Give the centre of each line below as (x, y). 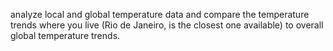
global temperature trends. (65, 35)
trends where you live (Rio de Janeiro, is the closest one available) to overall (167, 25)
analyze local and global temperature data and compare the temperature (160, 14)
